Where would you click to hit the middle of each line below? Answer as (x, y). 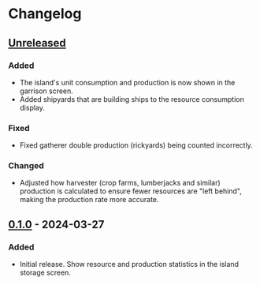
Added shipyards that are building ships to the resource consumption (132, 99)
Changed (26, 166)
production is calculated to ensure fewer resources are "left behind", (130, 191)
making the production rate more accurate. (89, 200)
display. (32, 107)
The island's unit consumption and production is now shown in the (127, 82)
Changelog (45, 14)
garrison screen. (46, 91)
